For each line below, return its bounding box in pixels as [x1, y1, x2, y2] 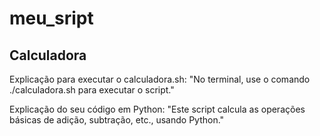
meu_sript [9, 7, 94, 30]
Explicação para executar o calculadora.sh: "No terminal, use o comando [9, 73, 311, 85]
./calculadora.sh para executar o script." [9, 84, 175, 96]
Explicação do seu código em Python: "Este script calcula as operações [9, 103, 306, 115]
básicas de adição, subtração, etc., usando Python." [9, 114, 225, 126]
